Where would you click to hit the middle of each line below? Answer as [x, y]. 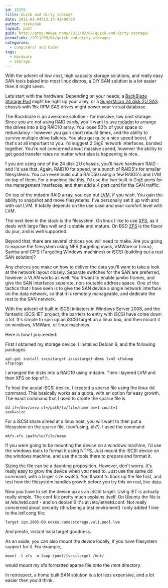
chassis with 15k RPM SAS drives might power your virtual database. [76, 107]
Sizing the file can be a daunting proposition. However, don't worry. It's [78, 466]
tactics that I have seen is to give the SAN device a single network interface [83, 288]
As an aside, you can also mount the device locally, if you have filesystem [81, 541]
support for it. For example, [33, 547]
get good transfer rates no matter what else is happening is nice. [72, 154]
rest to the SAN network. [31, 299]
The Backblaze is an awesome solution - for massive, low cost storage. [78, 117]
